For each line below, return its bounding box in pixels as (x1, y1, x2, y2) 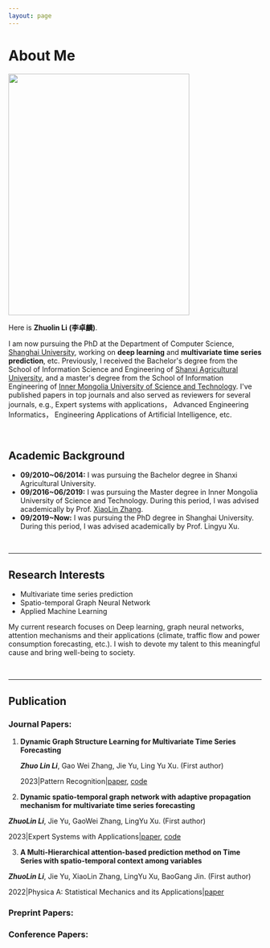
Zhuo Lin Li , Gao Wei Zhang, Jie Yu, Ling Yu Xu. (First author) (19, 760, 224, 770)
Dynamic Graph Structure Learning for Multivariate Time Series (19, 736, 236, 746)
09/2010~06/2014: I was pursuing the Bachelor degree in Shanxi (19, 470, 238, 480)
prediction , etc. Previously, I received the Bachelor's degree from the (8, 356, 239, 365)
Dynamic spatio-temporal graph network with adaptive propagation (19, 792, 252, 802)
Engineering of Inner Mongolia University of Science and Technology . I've (8, 381, 252, 391)
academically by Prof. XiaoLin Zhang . (19, 505, 144, 514)
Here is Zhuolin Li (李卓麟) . (8, 323, 98, 332)
